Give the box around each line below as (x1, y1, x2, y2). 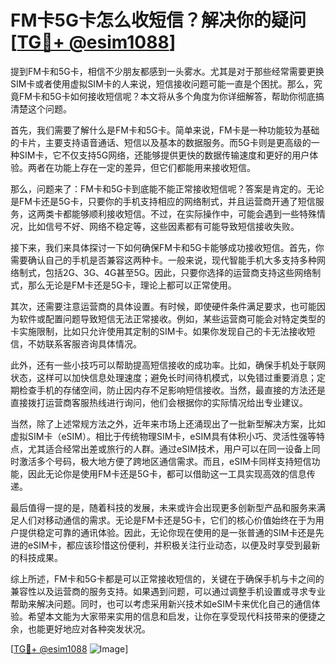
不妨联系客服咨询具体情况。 (27, 337, 142, 350)
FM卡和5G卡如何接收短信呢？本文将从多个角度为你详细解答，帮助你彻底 (18, 90, 316, 102)
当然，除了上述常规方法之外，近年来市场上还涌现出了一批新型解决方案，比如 (10, 417, 326, 430)
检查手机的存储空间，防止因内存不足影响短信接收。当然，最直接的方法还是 (18, 384, 326, 396)
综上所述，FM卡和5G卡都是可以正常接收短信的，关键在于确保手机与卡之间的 (10, 572, 325, 585)
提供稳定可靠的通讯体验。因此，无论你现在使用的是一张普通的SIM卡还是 (18, 526, 316, 538)
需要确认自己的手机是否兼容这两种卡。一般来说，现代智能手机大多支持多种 (10, 254, 317, 266)
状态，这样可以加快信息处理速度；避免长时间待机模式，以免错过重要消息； (10, 371, 317, 383)
